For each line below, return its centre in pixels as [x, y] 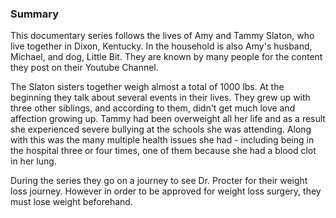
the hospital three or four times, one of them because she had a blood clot [163, 151]
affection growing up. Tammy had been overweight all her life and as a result [168, 119]
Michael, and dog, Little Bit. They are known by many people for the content [166, 57]
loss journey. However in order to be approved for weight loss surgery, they [166, 191]
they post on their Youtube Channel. [84, 68]
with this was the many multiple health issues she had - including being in [162, 140]
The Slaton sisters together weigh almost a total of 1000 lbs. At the [147, 87]
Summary [35, 14]
